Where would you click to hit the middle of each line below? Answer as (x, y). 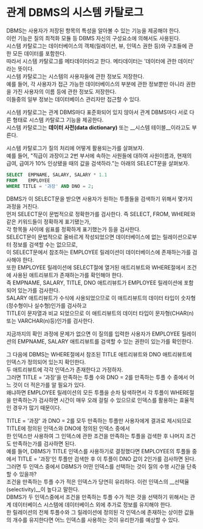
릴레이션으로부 (180, 237)
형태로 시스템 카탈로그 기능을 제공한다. (58, 120)
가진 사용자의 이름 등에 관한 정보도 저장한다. (64, 92)
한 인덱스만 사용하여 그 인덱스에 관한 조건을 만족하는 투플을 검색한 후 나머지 (95, 436)
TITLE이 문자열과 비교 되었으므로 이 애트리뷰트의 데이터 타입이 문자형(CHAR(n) (100, 313)
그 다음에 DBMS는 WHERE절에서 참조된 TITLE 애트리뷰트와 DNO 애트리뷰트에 (99, 354)
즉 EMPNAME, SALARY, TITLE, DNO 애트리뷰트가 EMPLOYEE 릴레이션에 (95, 282)
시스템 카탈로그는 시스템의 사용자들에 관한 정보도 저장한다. (75, 76)
